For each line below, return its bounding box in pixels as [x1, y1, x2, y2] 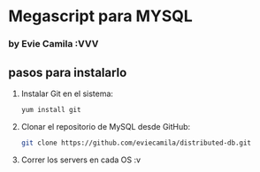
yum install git [20, 105, 81, 114]
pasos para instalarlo [8, 64, 127, 80]
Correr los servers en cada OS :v [20, 154, 141, 165]
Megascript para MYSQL [8, 6, 194, 26]
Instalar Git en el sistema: [20, 88, 114, 99]
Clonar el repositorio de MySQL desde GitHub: [20, 121, 191, 131]
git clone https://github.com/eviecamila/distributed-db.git [20, 138, 252, 147]
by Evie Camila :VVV [8, 38, 99, 50]
